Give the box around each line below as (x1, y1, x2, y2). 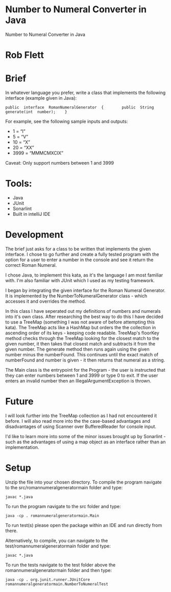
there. (5, 528, 18, 534)
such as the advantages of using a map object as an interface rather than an (5, 439, 166, 445)
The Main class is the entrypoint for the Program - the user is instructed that (5, 367, 165, 373)
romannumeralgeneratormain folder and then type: (5, 567, 112, 573)
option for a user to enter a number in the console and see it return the (5, 257, 154, 263)
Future (5, 396, 34, 407)
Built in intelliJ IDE (12, 211, 51, 217)
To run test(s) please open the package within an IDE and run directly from (5, 522, 162, 528)
